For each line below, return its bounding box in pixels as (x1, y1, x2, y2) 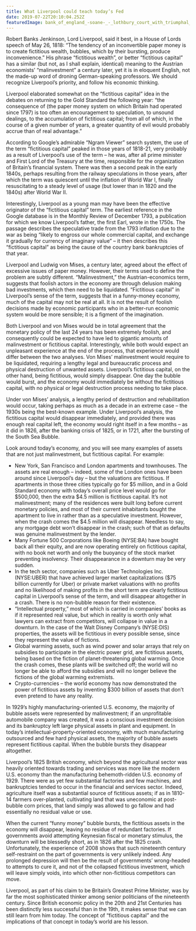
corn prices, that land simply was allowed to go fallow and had (24, 802, 174, 809)
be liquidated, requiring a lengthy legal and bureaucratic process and (6, 360, 172, 367)
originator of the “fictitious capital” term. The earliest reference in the (6, 206, 173, 214)
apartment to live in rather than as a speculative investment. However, (14, 512, 183, 519)
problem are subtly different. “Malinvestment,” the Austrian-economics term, (6, 273, 190, 281)
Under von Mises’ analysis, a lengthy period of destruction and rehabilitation (6, 396, 190, 403)
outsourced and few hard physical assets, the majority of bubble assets (6, 735, 178, 742)
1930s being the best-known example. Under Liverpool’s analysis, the (6, 408, 173, 416)
